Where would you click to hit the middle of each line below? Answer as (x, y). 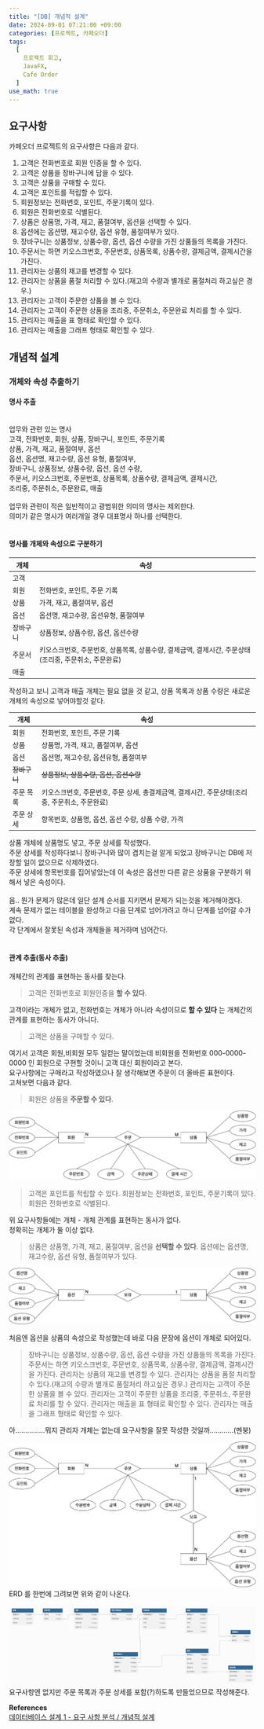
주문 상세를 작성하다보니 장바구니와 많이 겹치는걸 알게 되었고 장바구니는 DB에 (127, 853)
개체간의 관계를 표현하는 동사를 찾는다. (67, 976)
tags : (18, 42)
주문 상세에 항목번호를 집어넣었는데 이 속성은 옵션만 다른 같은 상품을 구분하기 (126, 872)
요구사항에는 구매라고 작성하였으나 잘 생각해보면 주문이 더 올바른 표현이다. (122, 1073)
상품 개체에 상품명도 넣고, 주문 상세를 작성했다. (80, 843)
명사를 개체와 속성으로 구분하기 (56, 544)
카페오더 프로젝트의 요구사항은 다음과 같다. (74, 146)
